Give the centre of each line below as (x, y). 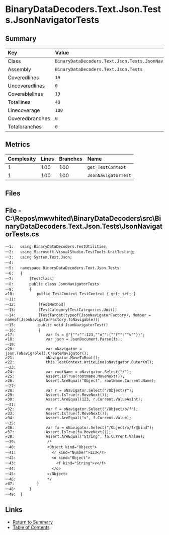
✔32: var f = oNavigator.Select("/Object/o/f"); (72, 409)
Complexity (22, 159)
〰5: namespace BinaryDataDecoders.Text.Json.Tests (62, 268)
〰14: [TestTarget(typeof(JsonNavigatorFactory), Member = (78, 315)
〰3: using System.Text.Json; (39, 257)
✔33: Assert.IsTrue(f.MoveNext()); (57, 414)
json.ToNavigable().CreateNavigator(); (47, 354)
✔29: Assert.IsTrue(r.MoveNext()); (57, 395)
